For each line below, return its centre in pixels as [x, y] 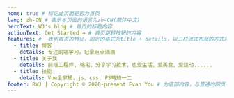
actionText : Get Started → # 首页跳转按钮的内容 [74, 33]
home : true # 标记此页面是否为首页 [54, 13]
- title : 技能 [33, 71]
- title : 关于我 [36, 59]
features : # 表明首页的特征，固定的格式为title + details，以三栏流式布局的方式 [116, 39]
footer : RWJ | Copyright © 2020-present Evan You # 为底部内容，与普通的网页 [116, 84]
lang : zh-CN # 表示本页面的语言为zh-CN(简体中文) [74, 20]
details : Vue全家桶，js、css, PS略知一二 [76, 78]
